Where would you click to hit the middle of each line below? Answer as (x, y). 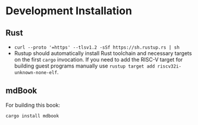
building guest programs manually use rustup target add (84, 66)
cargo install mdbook (32, 116)
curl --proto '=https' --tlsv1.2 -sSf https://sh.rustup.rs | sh (97, 47)
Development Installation (69, 11)
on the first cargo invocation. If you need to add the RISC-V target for (98, 60)
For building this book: (33, 105)
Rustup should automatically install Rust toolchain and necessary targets (103, 53)
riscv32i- (169, 66)
